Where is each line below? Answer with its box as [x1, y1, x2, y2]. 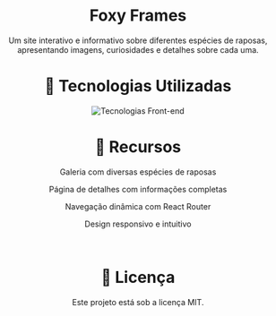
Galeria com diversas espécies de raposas [59, 167, 217, 177]
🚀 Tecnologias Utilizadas [44, 76, 232, 97]
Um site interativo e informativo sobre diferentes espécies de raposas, [8, 35, 268, 46]
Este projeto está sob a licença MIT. [72, 296, 204, 307]
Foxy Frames [89, 5, 187, 26]
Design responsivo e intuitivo [84, 218, 192, 229]
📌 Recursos [94, 137, 182, 158]
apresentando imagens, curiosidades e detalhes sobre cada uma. [17, 44, 259, 55]
